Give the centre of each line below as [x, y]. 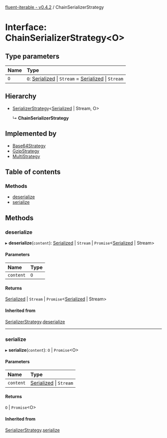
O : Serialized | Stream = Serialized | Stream [75, 78]
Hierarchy [21, 96]
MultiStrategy [26, 156]
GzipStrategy [26, 151]
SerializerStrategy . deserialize [35, 321]
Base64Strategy [29, 146]
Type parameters [32, 56]
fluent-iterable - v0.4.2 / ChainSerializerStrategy [55, 7]
